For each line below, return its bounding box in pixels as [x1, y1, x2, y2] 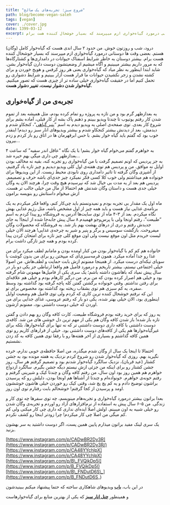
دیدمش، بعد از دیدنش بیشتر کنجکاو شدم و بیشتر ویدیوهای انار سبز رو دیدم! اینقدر [6, 127, 157, 133]
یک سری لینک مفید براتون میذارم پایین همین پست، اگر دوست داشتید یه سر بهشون [6, 421, 159, 427]
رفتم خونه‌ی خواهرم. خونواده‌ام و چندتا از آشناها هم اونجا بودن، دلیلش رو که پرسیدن [6, 374, 162, 381]
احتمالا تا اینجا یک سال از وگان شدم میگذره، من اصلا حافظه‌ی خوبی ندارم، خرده [6, 348, 154, 354]
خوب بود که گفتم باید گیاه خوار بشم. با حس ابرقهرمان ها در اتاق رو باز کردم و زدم [6, 132, 158, 138]
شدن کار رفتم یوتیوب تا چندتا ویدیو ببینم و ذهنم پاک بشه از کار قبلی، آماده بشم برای [6, 116, 161, 122]
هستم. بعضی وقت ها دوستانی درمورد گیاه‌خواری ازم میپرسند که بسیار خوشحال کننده [6, 50, 164, 56]
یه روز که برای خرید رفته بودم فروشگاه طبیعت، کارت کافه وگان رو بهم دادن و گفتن [6, 311, 161, 317]
